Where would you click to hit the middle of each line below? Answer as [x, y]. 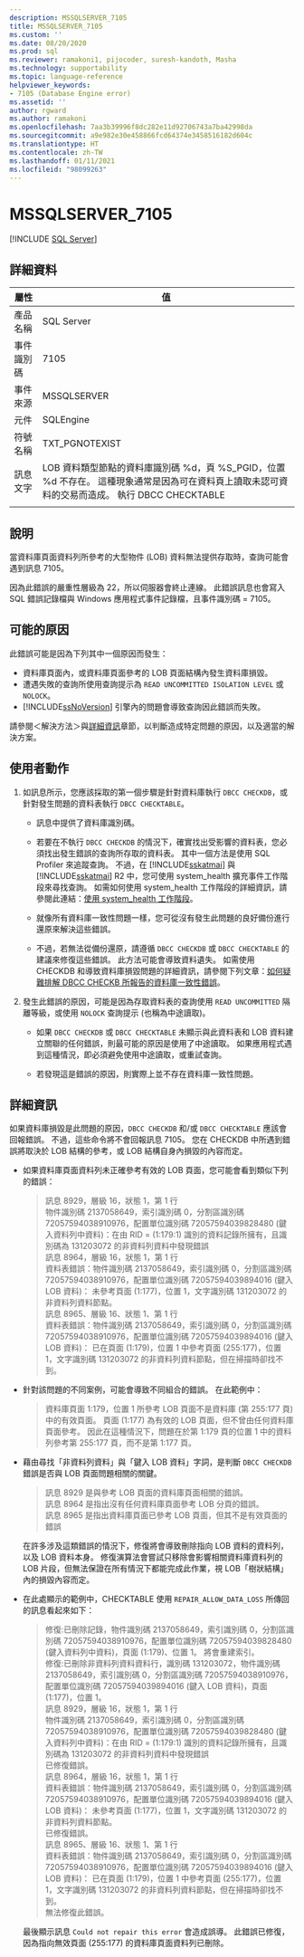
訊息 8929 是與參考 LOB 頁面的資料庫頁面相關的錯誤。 [147, 1493]
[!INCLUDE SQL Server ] [53, 239]
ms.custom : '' [36, 34]
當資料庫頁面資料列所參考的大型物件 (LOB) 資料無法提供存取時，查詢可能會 [149, 557]
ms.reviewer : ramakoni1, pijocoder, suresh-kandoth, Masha [123, 60]
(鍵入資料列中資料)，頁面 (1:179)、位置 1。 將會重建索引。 [152, 1652]
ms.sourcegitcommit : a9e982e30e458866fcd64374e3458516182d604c [131, 136]
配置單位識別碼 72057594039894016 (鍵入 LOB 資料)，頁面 [157, 1686]
